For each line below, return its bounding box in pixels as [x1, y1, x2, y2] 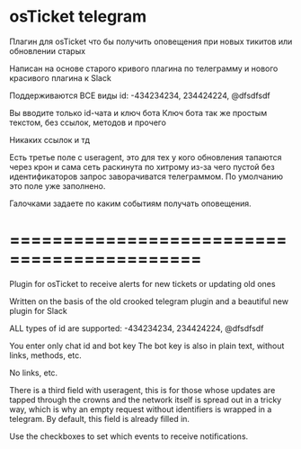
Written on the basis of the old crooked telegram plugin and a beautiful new [9, 295, 289, 307]
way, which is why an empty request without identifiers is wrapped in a [9, 403, 272, 415]
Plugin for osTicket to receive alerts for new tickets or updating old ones [9, 278, 276, 289]
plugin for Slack [9, 305, 67, 316]
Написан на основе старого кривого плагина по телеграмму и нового [9, 63, 279, 74]
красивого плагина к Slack [9, 72, 112, 83]
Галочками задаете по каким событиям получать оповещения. [9, 198, 252, 209]
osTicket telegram [9, 6, 147, 27]
